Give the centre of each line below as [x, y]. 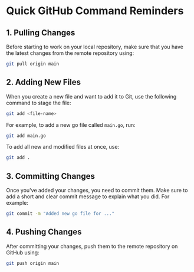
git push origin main [33, 263]
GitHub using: [23, 253]
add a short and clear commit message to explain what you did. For [88, 196]
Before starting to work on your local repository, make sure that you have [95, 47]
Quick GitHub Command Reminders [95, 11]
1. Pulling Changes [41, 33]
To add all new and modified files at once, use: [63, 147]
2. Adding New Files [44, 82]
